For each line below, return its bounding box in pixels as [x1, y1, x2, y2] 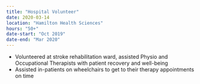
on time [14, 73, 34, 79]
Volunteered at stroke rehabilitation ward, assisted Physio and [14, 53, 168, 60]
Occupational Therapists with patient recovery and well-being [14, 59, 168, 67]
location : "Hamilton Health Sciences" [6, 20, 103, 26]
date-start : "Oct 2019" [6, 31, 66, 37]
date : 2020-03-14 [6, 14, 50, 20]
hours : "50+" [6, 25, 39, 32]
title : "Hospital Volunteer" [6, 8, 79, 15]
